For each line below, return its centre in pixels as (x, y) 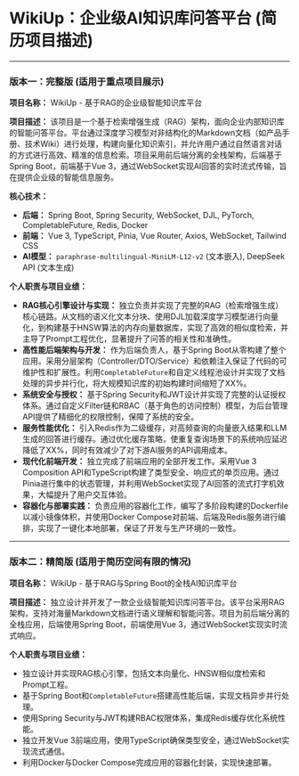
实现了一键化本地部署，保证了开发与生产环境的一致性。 (139, 528)
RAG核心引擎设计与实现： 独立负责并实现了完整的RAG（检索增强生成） (152, 306)
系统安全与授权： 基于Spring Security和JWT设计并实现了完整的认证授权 (154, 395)
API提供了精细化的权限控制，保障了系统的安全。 (110, 417)
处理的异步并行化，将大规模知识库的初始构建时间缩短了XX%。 (137, 383)
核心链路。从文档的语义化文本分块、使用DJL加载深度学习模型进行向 (146, 316)
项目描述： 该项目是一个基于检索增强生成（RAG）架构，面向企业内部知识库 (147, 122)
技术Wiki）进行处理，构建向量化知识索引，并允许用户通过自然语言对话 (154, 144)
